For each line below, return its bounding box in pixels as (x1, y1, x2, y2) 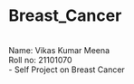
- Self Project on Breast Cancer (8, 64, 126, 75)
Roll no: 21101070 (8, 54, 73, 65)
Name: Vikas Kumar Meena (8, 44, 110, 55)
